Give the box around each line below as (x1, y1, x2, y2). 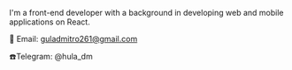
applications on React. (9, 17, 90, 27)
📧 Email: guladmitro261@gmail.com (9, 34, 138, 44)
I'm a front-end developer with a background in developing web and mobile (9, 8, 284, 17)
